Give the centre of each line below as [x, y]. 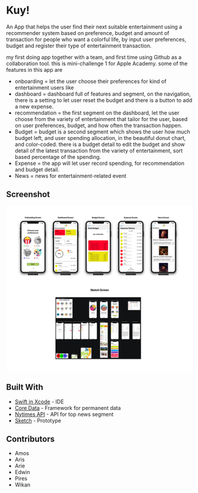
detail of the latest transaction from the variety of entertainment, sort [99, 150]
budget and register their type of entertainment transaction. [79, 46]
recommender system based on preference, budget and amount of [88, 33]
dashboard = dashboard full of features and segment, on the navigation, [103, 94]
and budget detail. [37, 169]
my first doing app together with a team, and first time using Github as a [94, 57]
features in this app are [34, 69]
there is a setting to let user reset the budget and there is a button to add [103, 100]
